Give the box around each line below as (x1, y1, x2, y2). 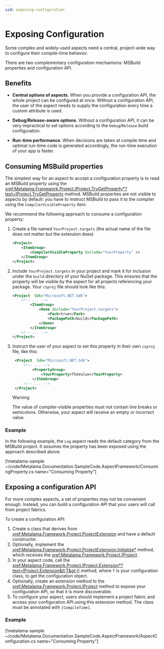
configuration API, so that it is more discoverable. (12, 588, 112, 594)
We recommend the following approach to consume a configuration (5, 211, 142, 217)
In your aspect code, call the (12, 557, 70, 563)
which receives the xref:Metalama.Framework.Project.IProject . (12, 552, 138, 558)
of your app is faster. (12, 148, 55, 154)
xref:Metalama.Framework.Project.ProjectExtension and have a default (12, 531, 156, 537)
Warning (12, 395, 29, 400)
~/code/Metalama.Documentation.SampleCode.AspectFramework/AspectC (5, 633, 158, 639)
